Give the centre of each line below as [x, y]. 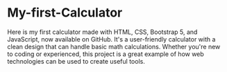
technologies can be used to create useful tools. [76, 61]
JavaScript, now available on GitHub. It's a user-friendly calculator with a [111, 39]
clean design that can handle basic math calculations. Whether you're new [114, 46]
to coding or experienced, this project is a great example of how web [106, 54]
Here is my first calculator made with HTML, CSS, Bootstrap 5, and [102, 32]
